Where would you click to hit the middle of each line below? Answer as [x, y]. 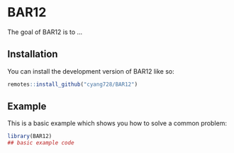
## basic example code [41, 143]
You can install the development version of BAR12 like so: [91, 71]
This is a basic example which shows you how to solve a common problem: [117, 123]
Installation [33, 54]
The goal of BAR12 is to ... [45, 32]
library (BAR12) [30, 136]
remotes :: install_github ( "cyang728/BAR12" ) [73, 84]
